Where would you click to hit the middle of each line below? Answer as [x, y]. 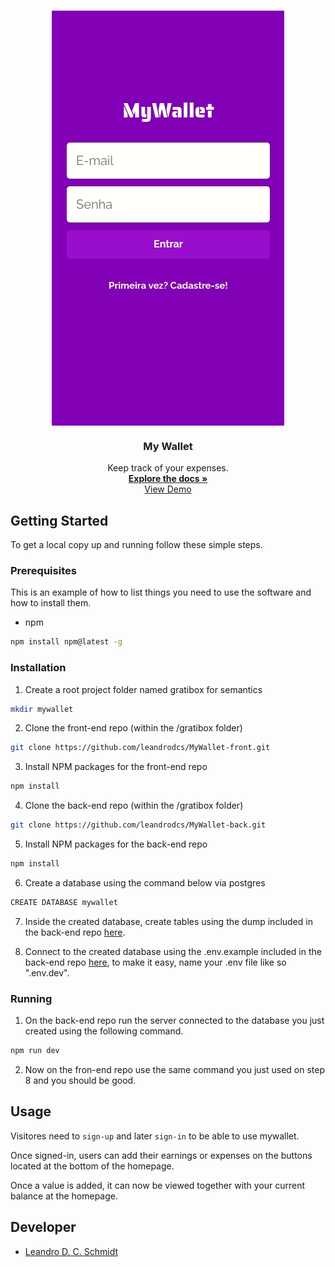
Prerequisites [43, 571]
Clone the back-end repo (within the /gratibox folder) [134, 806]
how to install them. [51, 603]
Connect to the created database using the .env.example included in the [173, 951]
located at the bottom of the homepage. [92, 1166]
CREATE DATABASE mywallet [64, 902]
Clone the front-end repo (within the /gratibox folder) [133, 728]
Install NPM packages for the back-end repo [116, 844]
